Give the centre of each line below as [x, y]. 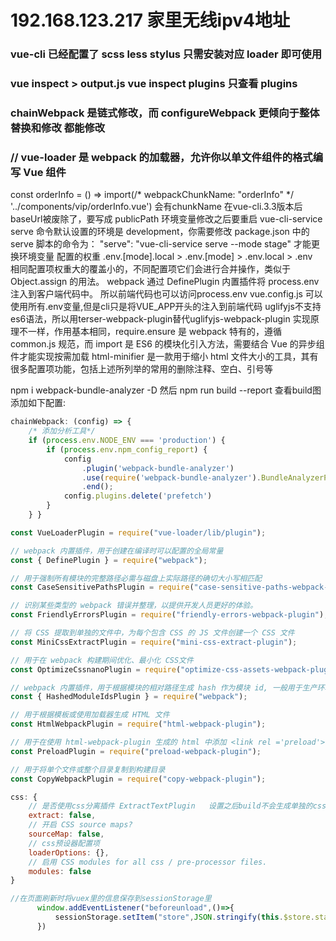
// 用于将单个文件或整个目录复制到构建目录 [88, 769]
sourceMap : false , [66, 834]
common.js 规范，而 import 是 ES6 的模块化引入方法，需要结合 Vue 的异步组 [167, 344]
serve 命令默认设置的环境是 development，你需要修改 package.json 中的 [160, 232]
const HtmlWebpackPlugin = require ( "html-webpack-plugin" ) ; [138, 724]
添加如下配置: [38, 403]
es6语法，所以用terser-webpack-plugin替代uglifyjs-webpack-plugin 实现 [160, 319]
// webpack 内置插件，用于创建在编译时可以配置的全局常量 [117, 551]
